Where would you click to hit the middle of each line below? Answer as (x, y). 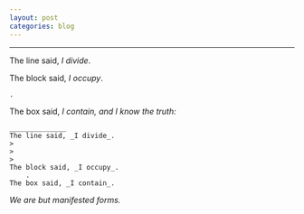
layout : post (34, 18)
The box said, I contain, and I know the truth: (93, 111)
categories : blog (42, 26)
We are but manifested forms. (65, 200)
